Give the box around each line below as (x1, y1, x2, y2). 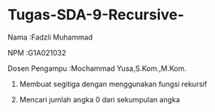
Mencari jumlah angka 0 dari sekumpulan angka (19, 94, 180, 104)
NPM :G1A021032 (7, 48, 67, 57)
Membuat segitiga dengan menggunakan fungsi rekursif (19, 79, 208, 89)
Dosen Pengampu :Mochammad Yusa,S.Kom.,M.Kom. (7, 63, 187, 73)
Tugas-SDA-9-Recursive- (7, 6, 184, 24)
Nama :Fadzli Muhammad (7, 32, 93, 42)
